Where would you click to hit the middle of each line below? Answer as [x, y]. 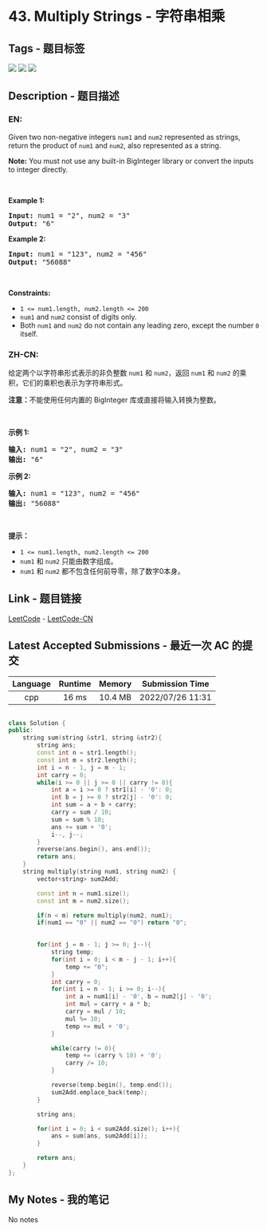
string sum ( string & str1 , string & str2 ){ [92, 738]
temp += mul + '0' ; [97, 1026]
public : [21, 731]
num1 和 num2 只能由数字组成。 [69, 561]
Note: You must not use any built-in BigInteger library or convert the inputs [131, 161]
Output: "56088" [40, 262]
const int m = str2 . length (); [87, 760]
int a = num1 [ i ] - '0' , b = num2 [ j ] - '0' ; [139, 997]
